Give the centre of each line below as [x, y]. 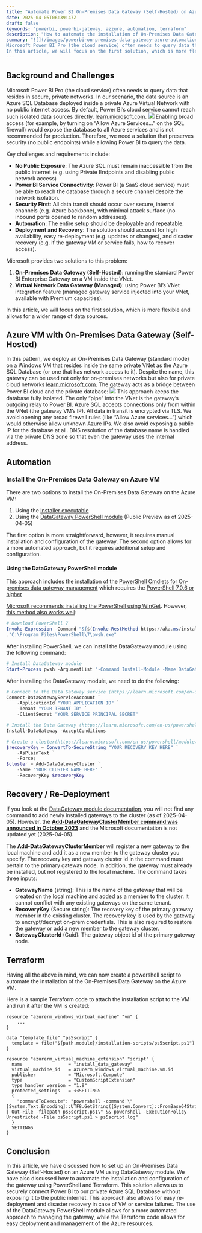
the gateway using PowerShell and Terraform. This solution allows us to [95, 1185]
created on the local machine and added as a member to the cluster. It [102, 896]
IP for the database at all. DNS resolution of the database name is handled [98, 430]
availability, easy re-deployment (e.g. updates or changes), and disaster [104, 236]
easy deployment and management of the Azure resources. [80, 1223]
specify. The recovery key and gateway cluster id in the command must [95, 859]
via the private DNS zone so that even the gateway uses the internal [90, 437]
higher [14, 594]
